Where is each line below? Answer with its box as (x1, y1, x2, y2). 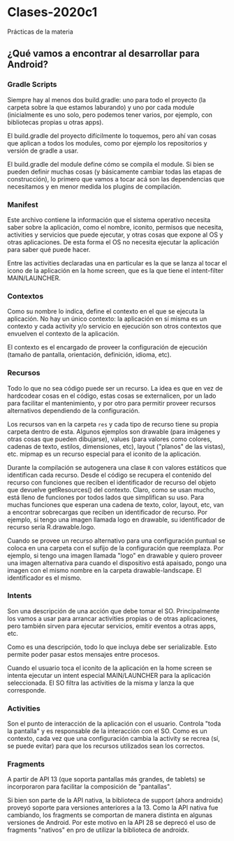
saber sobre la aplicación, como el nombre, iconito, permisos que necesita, (7, 223, 224, 231)
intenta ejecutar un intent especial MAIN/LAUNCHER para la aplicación (7, 671, 211, 679)
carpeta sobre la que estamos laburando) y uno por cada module (7, 103, 194, 111)
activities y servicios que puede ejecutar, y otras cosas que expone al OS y (7, 230, 224, 239)
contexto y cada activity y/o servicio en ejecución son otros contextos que (7, 322, 222, 331)
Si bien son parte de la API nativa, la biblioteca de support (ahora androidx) (7, 796, 224, 805)
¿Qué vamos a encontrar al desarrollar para (7, 48, 200, 60)
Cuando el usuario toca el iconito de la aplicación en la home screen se (7, 663, 212, 672)
